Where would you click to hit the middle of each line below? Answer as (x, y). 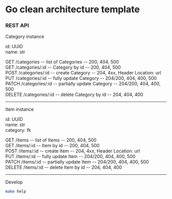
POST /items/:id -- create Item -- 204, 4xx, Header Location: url (73, 151)
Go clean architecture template (72, 9)
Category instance (25, 36)
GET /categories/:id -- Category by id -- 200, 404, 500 (63, 67)
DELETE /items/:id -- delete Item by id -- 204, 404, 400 (64, 167)
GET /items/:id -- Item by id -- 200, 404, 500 (52, 146)
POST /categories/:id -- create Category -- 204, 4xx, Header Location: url (83, 73)
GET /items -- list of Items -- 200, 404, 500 (51, 140)
